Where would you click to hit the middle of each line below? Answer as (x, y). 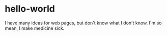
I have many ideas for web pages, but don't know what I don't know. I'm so (83, 23)
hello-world (30, 9)
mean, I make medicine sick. (35, 28)
